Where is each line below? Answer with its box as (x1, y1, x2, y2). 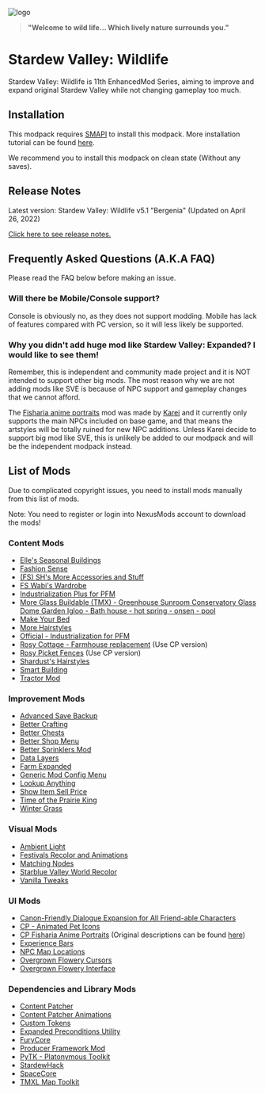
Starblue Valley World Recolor (19, 866, 117, 876)
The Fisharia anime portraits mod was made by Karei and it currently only (8, 407, 248, 417)
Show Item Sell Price (19, 787, 88, 797)
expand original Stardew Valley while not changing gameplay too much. (8, 85, 241, 94)
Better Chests (19, 728, 65, 737)
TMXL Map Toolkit (19, 1077, 80, 1087)
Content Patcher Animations (19, 1010, 112, 1019)
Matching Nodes (19, 859, 74, 868)
